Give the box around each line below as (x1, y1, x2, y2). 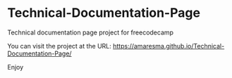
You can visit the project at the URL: (7, 41, 111, 50)
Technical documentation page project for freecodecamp (7, 28, 174, 37)
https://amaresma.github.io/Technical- (112, 41, 225, 50)
